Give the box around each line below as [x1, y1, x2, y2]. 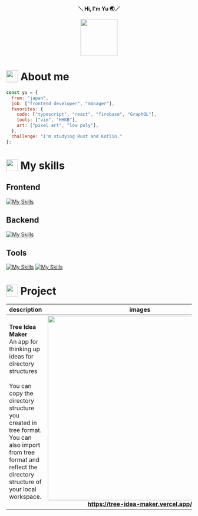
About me [20, 70, 70, 84]
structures [9, 367, 38, 375]
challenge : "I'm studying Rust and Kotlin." [11, 133, 123, 139]
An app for [9, 338, 38, 346]
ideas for [9, 352, 34, 361]
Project [20, 284, 57, 298]
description [9, 306, 42, 314]
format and [9, 456, 40, 464]
